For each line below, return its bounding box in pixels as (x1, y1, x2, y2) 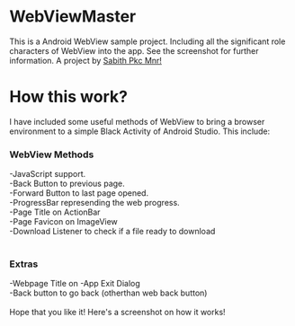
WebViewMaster (9, 6, 137, 27)
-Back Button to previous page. (9, 178, 126, 189)
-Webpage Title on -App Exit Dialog (9, 278, 141, 289)
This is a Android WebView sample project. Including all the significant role (9, 36, 286, 47)
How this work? (9, 87, 129, 107)
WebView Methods (9, 148, 94, 161)
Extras (9, 258, 39, 270)
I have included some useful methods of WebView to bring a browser (9, 116, 265, 127)
